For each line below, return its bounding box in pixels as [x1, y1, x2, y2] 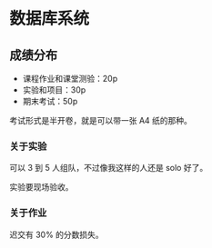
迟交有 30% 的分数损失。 [9, 229, 105, 240]
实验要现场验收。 [9, 182, 74, 193]
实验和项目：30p [22, 84, 86, 95]
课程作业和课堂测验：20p [22, 74, 118, 84]
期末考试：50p [22, 96, 78, 106]
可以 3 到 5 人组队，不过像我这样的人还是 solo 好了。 [9, 163, 208, 174]
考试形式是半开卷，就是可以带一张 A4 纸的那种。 [9, 115, 193, 125]
